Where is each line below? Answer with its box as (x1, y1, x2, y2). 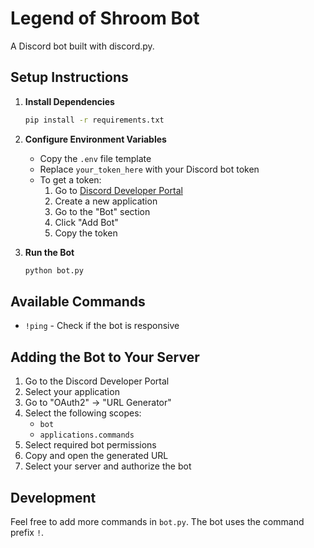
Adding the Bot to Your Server (10, 348, 200, 366)
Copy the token (54, 227, 118, 239)
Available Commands (10, 293, 146, 310)
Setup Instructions (10, 69, 129, 86)
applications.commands (39, 430, 135, 441)
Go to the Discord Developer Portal (24, 375, 170, 387)
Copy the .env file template (39, 152, 152, 164)
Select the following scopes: (24, 407, 142, 419)
